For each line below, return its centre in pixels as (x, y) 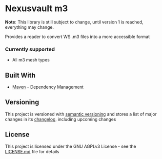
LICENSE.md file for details (32, 151)
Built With (20, 75)
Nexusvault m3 (37, 9)
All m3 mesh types (31, 60)
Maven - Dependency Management (48, 87)
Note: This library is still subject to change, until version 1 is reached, (74, 22)
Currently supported (30, 49)
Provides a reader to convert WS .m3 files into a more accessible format (78, 37)
